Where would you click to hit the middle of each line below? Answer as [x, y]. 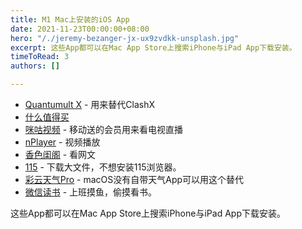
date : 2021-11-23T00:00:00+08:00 [80, 29]
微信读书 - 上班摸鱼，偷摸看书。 [91, 192]
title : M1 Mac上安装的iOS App [70, 19]
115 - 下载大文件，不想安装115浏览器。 [103, 167]
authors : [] [35, 66]
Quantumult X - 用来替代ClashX [89, 104]
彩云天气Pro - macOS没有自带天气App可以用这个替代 [134, 179]
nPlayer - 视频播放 [62, 142]
